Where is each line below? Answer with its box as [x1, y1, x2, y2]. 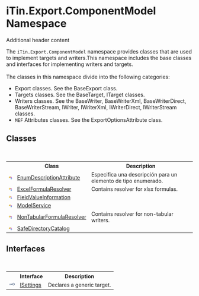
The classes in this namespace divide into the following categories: [6, 73, 170, 80]
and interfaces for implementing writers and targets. [6, 61, 133, 68]
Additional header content [6, 36, 70, 43]
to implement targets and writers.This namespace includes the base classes [6, 54, 192, 61]
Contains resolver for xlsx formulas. [91, 185, 178, 193]
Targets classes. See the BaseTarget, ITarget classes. [14, 91, 145, 98]
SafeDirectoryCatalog [17, 225, 70, 232]
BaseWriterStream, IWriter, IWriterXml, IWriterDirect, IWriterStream [14, 103, 177, 111]
